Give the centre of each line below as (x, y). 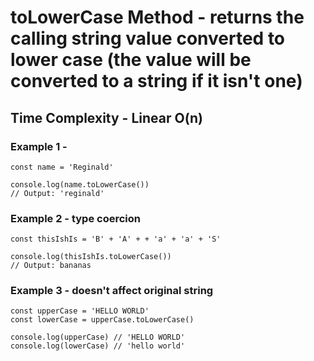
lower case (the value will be (131, 60)
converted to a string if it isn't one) (156, 81)
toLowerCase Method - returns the (157, 17)
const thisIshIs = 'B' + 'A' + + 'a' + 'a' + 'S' (116, 239)
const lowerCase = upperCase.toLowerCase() (102, 320)
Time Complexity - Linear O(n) (106, 117)
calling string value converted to (148, 38)
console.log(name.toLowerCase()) (80, 184)
